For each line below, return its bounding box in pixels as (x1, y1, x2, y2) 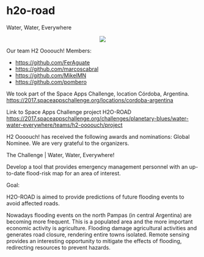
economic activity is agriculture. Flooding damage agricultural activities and (6, 224, 197, 231)
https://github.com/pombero (15, 78, 87, 85)
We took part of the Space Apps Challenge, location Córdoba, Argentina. (6, 90, 189, 97)
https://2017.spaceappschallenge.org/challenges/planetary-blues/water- (6, 114, 189, 122)
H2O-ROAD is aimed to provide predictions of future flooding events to (6, 193, 184, 200)
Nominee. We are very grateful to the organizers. (6, 139, 129, 147)
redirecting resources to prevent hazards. (6, 244, 111, 251)
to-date (6, 169, 26, 177)
